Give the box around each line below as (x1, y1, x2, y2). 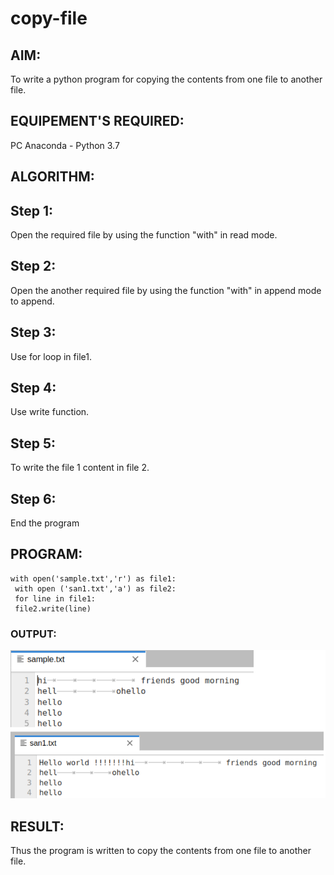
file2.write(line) (14, 603, 92, 614)
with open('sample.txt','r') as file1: (10, 573, 177, 584)
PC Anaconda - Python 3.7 (10, 139, 120, 151)
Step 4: (10, 380, 57, 397)
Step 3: (10, 324, 57, 341)
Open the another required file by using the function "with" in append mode (10, 284, 322, 296)
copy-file (10, 7, 88, 30)
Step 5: (10, 435, 57, 452)
